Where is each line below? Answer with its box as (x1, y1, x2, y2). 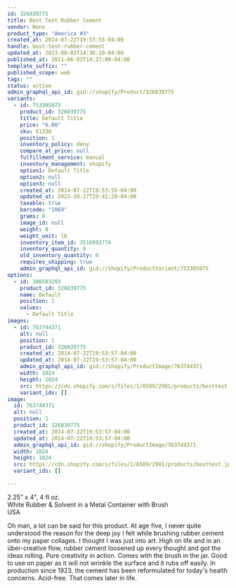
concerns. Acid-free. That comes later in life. (7, 573, 137, 582)
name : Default (20, 291, 61, 299)
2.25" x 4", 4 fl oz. (7, 492, 60, 501)
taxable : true (20, 200, 61, 207)
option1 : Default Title (20, 166, 90, 174)
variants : (7, 96, 37, 103)
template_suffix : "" (7, 63, 68, 70)
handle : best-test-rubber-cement (7, 43, 105, 50)
